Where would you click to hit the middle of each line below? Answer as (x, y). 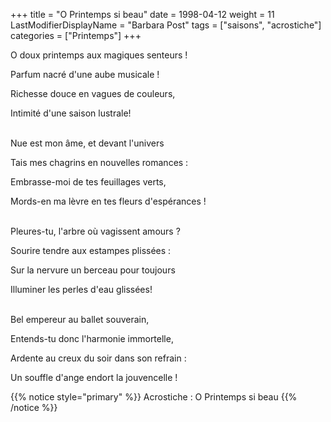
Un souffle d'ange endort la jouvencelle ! (94, 377)
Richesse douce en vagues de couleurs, (93, 93)
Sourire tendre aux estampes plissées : (91, 250)
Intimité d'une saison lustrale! (71, 113)
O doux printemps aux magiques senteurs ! (99, 55)
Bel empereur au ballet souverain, (80, 319)
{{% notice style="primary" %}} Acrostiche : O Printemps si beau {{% (154, 397)
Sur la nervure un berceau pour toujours (93, 270)
